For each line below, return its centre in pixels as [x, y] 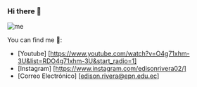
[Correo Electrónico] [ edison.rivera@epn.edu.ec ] [88, 76]
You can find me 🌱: [35, 40]
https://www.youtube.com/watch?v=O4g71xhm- [120, 54]
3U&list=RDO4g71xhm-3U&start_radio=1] [77, 61]
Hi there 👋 [25, 11]
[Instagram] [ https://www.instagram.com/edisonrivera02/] [102, 69]
